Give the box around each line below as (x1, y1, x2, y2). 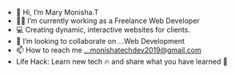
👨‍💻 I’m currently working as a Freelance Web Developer (15, 16, 200, 25)
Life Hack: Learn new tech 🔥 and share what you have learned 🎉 (15, 56, 228, 66)
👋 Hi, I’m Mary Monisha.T (15, 8, 99, 17)
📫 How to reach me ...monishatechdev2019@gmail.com (15, 45, 201, 55)
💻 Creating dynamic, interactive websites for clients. (15, 25, 190, 34)
